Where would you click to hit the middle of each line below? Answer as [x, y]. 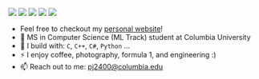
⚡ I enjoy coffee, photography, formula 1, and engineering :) [118, 55]
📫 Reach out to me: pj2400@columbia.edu [91, 67]
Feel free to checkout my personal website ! [91, 29]
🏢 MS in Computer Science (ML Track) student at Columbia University [135, 37]
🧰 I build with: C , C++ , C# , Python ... [75, 45]
